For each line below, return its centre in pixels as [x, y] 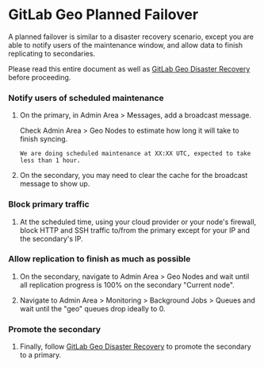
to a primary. [40, 355]
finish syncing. [44, 139]
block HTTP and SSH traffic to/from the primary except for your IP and [134, 230]
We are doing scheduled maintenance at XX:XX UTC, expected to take [135, 154]
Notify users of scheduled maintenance [86, 98]
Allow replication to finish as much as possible [99, 259]
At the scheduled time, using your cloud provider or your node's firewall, [138, 222]
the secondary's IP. [51, 238]
